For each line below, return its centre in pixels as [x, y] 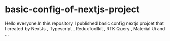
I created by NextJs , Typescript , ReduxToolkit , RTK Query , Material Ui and [85, 28]
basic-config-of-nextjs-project [72, 9]
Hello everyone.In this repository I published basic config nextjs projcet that [84, 23]
